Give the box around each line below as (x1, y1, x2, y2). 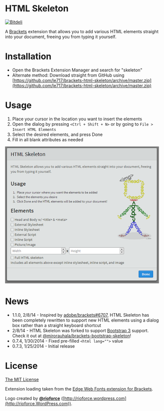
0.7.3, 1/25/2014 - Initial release (12, 343, 75, 349)
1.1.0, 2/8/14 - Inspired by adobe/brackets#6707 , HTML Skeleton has (12, 312, 149, 318)
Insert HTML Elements (12, 127, 56, 132)
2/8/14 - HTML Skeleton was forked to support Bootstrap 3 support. (12, 328, 149, 334)
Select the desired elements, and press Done (12, 131, 103, 137)
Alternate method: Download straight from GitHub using (12, 72, 124, 78)
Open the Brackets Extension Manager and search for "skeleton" (12, 67, 143, 73)
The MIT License (5, 376, 39, 382)
